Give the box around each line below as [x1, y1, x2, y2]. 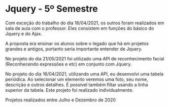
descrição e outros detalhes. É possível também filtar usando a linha [5, 82, 148, 88]
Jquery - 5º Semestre [5, 3, 98, 15]
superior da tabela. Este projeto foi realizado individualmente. [5, 87, 133, 93]
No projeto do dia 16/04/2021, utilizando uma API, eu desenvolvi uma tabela [5, 70, 164, 77]
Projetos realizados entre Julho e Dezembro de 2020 [5, 97, 116, 103]
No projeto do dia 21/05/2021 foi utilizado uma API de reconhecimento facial [5, 55, 164, 61]
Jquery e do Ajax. [5, 30, 42, 37]
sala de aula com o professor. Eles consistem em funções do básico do [5, 25, 154, 31]
